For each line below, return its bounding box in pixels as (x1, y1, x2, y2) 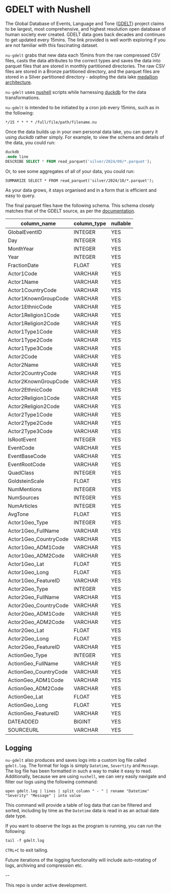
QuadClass (8, 469, 34, 476)
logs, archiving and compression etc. (5, 862, 83, 868)
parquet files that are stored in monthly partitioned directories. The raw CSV (5, 63, 165, 69)
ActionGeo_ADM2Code (8, 685, 64, 692)
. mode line (5, 154, 29, 159)
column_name (20, 220, 56, 227)
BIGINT (74, 718, 91, 725)
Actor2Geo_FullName (8, 593, 60, 600)
